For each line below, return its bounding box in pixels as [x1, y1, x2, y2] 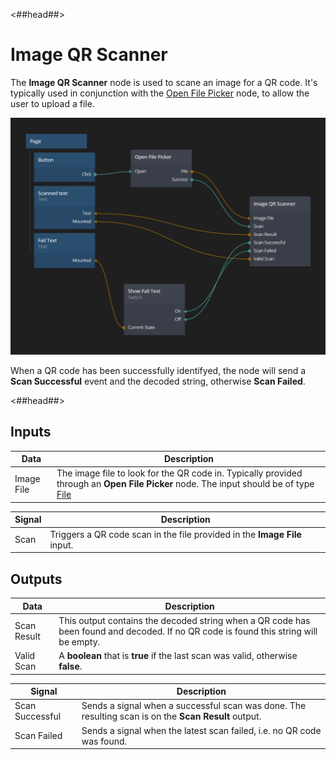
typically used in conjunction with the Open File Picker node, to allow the [10, 87, 310, 99]
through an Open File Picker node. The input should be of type [56, 478, 315, 490]
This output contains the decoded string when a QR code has [58, 614, 311, 626]
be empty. [58, 635, 101, 648]
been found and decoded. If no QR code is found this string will [58, 625, 318, 637]
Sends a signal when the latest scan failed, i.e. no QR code [81, 724, 322, 736]
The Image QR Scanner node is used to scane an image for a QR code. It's [10, 76, 318, 88]
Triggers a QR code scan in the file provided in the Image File [49, 528, 302, 540]
